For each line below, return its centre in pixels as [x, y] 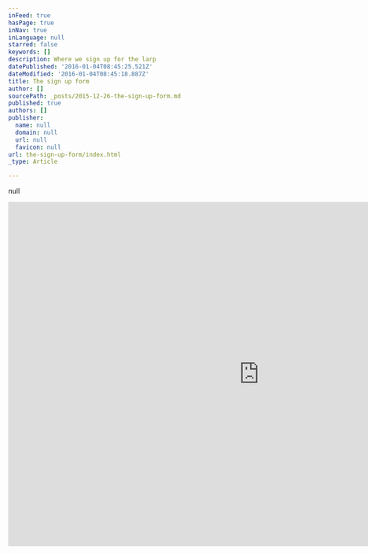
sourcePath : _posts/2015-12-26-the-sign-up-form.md [94, 96]
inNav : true [28, 30]
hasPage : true [31, 23]
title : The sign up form [49, 81]
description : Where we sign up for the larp [82, 60]
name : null [33, 125]
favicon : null [38, 147]
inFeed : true [29, 15]
